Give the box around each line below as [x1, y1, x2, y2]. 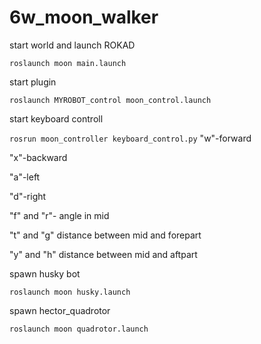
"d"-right [9, 190, 47, 202]
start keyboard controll [9, 112, 104, 125]
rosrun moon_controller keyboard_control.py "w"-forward [9, 132, 252, 144]
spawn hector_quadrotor [9, 304, 111, 316]
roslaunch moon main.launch [9, 58, 127, 68]
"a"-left [9, 171, 41, 183]
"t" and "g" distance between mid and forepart [9, 229, 202, 241]
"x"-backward [9, 151, 68, 163]
